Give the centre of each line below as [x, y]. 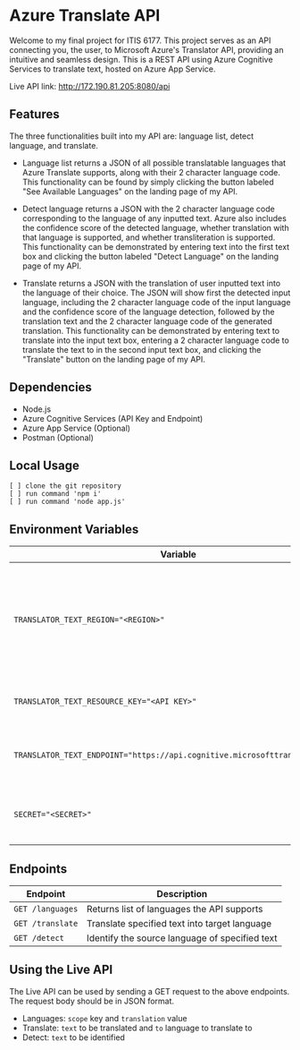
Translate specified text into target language [179, 923]
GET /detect [39, 938]
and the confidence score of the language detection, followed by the [148, 312]
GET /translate [46, 923]
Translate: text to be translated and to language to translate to [137, 1028]
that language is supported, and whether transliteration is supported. [149, 237]
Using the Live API [61, 970]
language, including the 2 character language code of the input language [156, 302]
